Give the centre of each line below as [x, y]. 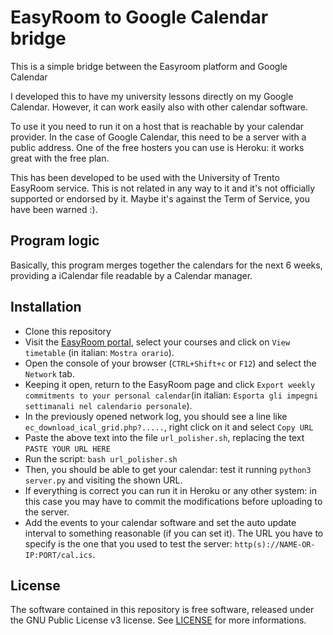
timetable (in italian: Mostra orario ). [99, 352]
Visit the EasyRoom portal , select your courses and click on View [157, 342]
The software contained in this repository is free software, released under [162, 610]
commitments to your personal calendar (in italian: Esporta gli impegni [171, 395]
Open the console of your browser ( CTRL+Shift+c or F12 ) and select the [170, 363]
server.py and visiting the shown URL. [103, 480]
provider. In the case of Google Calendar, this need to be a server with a [158, 137]
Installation [46, 307]
